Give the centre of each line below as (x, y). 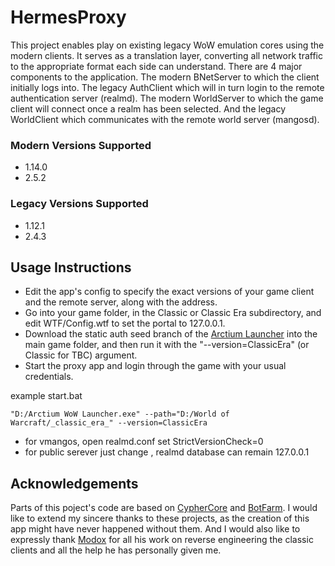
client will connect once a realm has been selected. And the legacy (148, 108)
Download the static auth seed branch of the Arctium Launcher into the (171, 334)
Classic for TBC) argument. (81, 355)
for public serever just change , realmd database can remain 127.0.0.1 (167, 452)
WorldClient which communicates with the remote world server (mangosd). (165, 119)
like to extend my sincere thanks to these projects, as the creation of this (160, 518)
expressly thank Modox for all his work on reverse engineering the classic (162, 540)
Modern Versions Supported (81, 145)
